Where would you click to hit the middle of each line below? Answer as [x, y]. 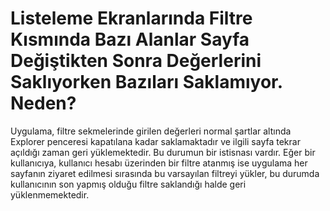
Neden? [43, 103]
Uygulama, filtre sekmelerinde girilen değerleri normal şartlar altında [151, 131]
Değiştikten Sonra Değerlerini [136, 61]
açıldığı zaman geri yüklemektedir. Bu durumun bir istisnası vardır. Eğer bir [163, 152]
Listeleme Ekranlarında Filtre [131, 18]
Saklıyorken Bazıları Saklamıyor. [146, 82]
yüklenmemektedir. [50, 194]
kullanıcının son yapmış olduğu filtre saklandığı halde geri [128, 184]
